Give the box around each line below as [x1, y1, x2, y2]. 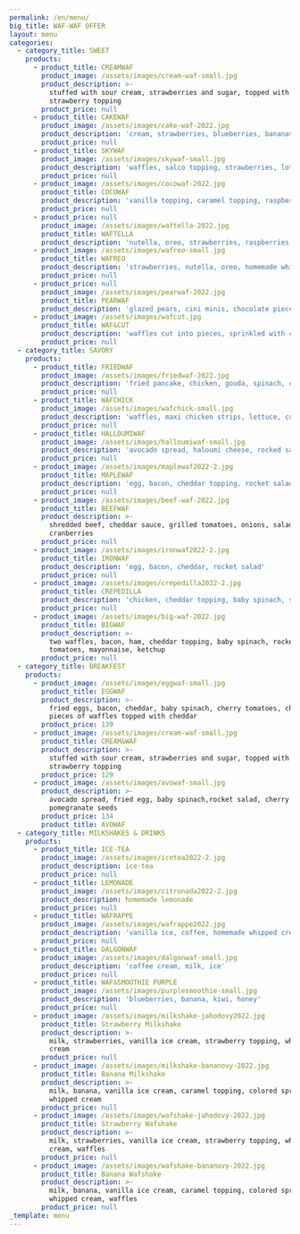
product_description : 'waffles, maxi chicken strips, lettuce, [41, 413, 281, 421]
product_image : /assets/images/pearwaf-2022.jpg [41, 287, 226, 296]
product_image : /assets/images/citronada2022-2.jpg [41, 887, 238, 896]
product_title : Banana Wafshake [41, 1170, 162, 1179]
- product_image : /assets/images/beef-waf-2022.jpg [32, 496, 229, 505]
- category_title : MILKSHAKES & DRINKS [17, 829, 166, 838]
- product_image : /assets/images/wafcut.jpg [32, 312, 202, 322]
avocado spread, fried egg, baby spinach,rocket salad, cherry [48, 796, 290, 804]
